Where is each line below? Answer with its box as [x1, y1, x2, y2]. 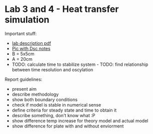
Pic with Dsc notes [11, 45, 50, 51]
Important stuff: [4, 30, 37, 36]
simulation [4, 14, 49, 25]
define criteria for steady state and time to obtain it [11, 107, 117, 113]
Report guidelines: [4, 76, 42, 82]
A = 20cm [11, 56, 33, 62]
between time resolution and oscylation [11, 66, 93, 73]
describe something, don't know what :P [11, 112, 95, 118]
